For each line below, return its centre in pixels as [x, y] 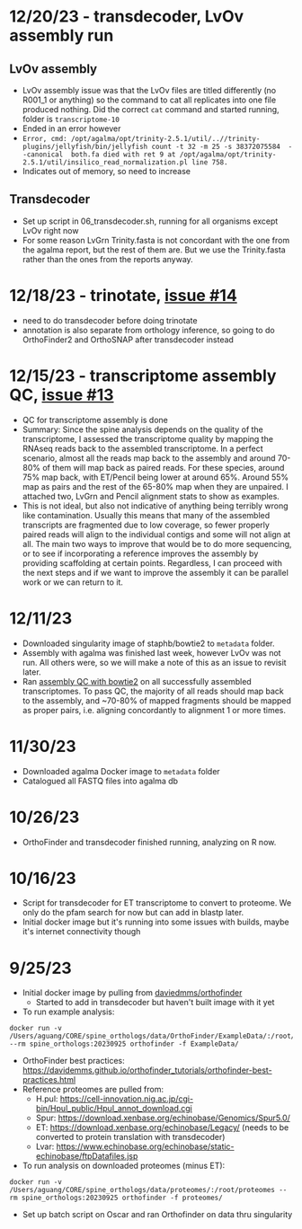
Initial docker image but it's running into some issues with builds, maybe [155, 922]
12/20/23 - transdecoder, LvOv [127, 17]
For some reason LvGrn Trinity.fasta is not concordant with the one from [156, 240]
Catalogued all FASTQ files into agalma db [100, 781]
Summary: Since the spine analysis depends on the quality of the [142, 429]
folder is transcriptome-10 [71, 119]
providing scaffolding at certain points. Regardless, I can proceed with [152, 562]
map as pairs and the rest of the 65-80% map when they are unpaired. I [155, 486]
